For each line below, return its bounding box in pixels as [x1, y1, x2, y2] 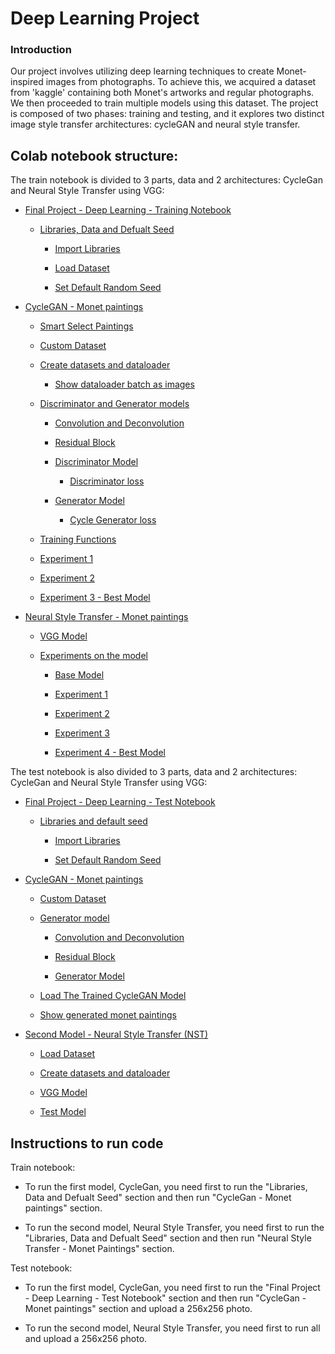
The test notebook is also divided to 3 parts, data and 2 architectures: [10, 766, 298, 778]
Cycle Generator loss [69, 514, 157, 526]
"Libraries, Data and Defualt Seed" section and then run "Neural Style [24, 1232, 312, 1244]
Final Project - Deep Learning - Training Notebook [24, 204, 232, 216]
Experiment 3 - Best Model [39, 592, 151, 604]
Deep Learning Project [10, 7, 200, 30]
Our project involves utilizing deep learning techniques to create [10, 65, 275, 77]
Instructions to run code [10, 1135, 164, 1152]
